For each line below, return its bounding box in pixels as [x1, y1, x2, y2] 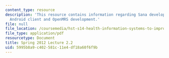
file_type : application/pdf [5, 31, 64, 36]
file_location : [5, 26, 37, 31]
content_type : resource [5, 7, 55, 13]
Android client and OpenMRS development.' [10, 17, 100, 22]
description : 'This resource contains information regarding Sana [5, 12, 147, 17]
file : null [5, 21, 28, 27]
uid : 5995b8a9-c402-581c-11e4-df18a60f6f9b [5, 45, 98, 50]
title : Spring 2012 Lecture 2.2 [5, 40, 73, 45]
